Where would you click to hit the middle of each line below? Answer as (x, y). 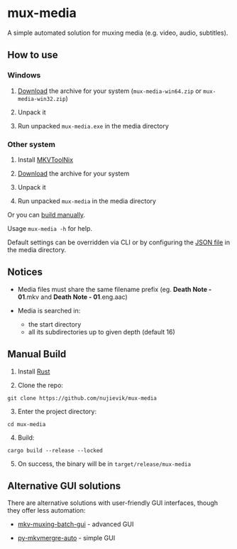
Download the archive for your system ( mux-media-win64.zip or (110, 91)
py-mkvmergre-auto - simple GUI (66, 538)
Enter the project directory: (57, 411)
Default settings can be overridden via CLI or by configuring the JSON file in (119, 242)
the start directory (55, 324)
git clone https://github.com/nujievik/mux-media (82, 398)
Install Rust (34, 371)
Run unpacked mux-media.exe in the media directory (93, 126)
